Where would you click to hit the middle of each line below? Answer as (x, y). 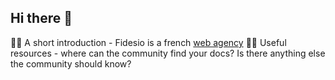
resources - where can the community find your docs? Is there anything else (168, 53)
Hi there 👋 (41, 18)
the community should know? (71, 63)
